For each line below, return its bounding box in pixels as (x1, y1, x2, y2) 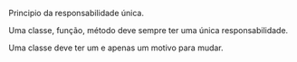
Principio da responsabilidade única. (8, 8, 144, 18)
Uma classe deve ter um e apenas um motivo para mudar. (8, 42, 224, 53)
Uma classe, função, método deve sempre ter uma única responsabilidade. (8, 25, 289, 35)
